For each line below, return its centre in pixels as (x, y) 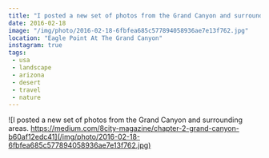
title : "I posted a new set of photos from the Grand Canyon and (119, 16)
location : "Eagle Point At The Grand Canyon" (85, 38)
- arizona (28, 75)
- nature (26, 97)
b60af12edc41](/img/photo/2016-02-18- (74, 137)
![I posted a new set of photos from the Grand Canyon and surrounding (125, 120)
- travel (26, 90)
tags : (17, 53)
